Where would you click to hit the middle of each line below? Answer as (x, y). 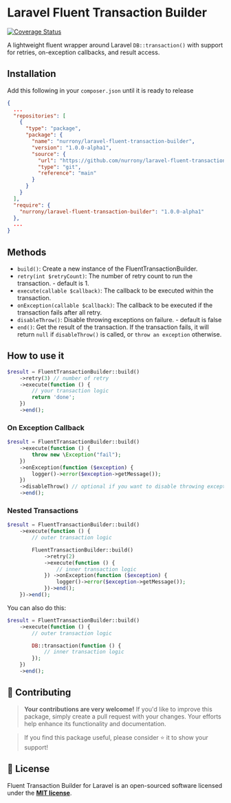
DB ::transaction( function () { (77, 646)
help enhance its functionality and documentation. (95, 723)
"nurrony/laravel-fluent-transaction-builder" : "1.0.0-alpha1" (112, 212)
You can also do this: (37, 608)
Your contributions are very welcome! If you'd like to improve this (118, 709)
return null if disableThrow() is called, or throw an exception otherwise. (119, 334)
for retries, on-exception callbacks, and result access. (84, 52)
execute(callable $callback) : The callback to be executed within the (115, 291)
